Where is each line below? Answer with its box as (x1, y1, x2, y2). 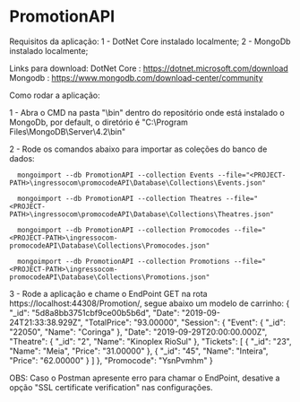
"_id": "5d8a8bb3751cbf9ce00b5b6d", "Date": (9, 307, 180, 318)
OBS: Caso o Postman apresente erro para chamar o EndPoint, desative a (9, 372, 280, 383)
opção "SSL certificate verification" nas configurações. (9, 381, 213, 392)
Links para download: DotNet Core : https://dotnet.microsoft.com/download (9, 63, 288, 74)
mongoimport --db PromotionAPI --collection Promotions (17, 257, 230, 266)
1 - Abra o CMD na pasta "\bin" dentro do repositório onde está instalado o (9, 107, 285, 118)
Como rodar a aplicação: (9, 90, 100, 100)
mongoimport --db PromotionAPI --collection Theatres (17, 194, 222, 203)
